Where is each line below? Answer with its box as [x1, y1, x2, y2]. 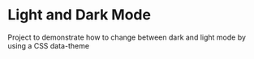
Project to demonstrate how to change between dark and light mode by [7, 32, 247, 42]
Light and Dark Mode [7, 6, 152, 24]
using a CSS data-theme [7, 40, 90, 50]
